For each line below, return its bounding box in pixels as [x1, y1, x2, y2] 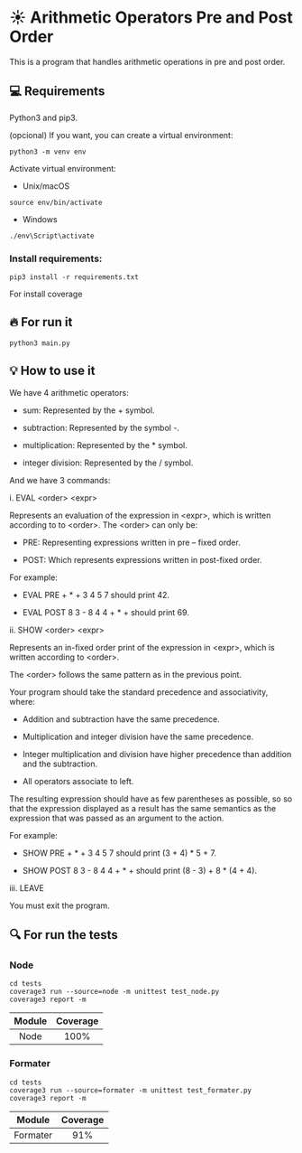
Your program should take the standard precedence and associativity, [9, 686, 269, 698]
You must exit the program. [9, 900, 110, 911]
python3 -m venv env [9, 147, 87, 156]
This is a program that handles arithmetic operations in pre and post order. [9, 56, 286, 67]
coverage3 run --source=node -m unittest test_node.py [9, 988, 220, 997]
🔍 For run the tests [9, 927, 119, 942]
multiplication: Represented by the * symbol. [22, 439, 188, 450]
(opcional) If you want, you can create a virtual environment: [9, 129, 233, 140]
